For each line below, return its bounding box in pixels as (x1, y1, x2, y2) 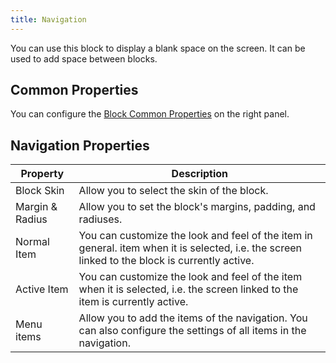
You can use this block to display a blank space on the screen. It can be (10, 42, 306, 54)
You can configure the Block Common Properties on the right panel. (10, 108, 290, 120)
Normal (15, 235, 50, 249)
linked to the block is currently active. (78, 254, 255, 268)
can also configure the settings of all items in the (78, 324, 307, 338)
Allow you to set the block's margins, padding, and (78, 200, 316, 214)
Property (20, 167, 65, 181)
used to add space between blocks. (10, 52, 158, 65)
